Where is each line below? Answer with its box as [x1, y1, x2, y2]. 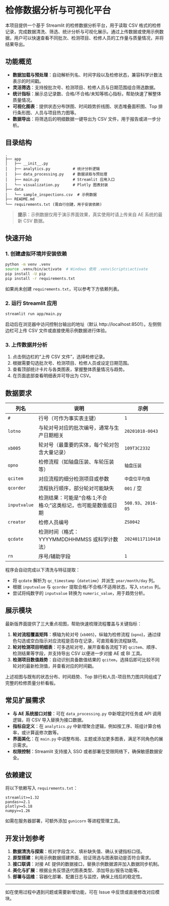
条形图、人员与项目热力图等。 [17, 109, 79, 116]
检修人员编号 [38, 519, 69, 526]
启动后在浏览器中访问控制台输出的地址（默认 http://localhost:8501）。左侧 [5, 321, 157, 327]
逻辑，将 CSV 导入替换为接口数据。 [12, 717, 87, 723]
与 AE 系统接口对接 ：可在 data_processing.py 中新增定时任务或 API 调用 [12, 710, 162, 716]
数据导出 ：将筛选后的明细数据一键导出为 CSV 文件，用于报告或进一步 [12, 116, 157, 122]
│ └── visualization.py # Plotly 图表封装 [5, 182, 108, 187]
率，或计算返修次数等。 [12, 729, 61, 735]
